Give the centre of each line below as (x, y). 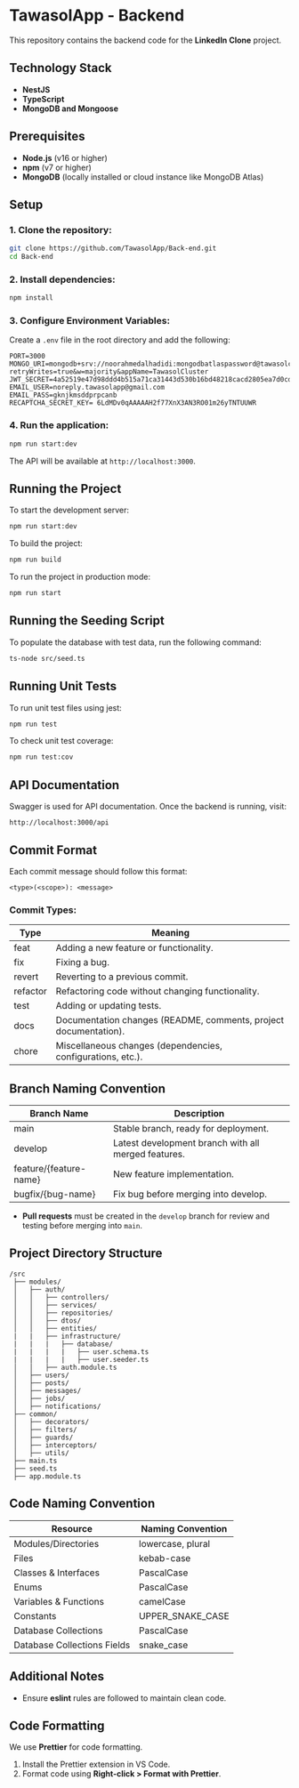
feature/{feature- (50, 1169)
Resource (72, 1528)
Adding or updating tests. (109, 1006)
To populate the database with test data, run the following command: (136, 642)
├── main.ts (35, 1461)
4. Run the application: (59, 425)
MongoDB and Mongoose (70, 109)
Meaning (170, 933)
